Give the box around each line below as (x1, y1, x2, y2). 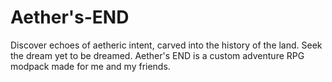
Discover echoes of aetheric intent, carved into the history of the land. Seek (10, 39, 323, 51)
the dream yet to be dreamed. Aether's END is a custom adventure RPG (10, 49, 305, 61)
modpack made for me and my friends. (10, 60, 171, 72)
